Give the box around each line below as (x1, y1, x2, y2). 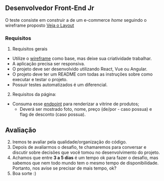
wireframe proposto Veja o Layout (5, 22, 74, 28)
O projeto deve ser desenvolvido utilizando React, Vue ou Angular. (12, 66, 148, 72)
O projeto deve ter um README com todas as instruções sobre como (12, 71, 153, 77)
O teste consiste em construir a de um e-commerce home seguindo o (5, 17, 147, 23)
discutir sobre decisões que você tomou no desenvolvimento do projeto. (12, 149, 160, 155)
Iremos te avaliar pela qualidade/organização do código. (12, 138, 127, 145)
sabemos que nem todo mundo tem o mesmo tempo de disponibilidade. (12, 160, 159, 166)
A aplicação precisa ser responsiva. (12, 61, 85, 67)
